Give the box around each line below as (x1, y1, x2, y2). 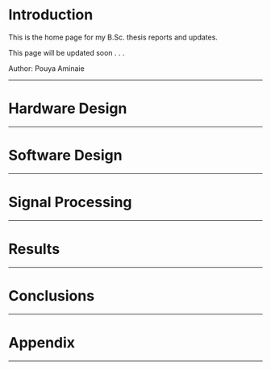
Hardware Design (8, 99, 127, 118)
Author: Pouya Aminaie (8, 63, 85, 73)
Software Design (8, 147, 123, 164)
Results (8, 239, 60, 258)
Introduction (8, 6, 94, 24)
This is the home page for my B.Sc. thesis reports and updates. (8, 32, 218, 42)
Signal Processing (8, 193, 132, 211)
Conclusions (8, 286, 95, 305)
